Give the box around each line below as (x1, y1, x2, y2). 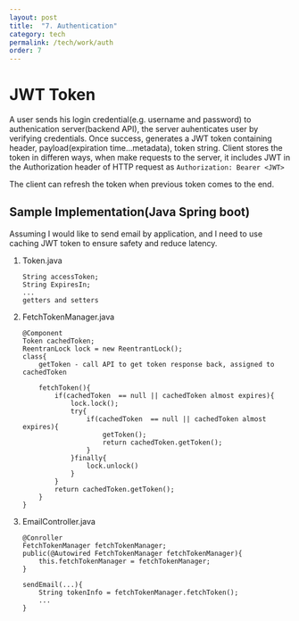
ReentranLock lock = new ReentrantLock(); (21, 344, 183, 353)
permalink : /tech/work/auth (9, 37, 114, 47)
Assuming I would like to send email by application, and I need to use (9, 228, 263, 239)
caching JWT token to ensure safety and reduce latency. (9, 237, 218, 248)
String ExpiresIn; (21, 280, 91, 289)
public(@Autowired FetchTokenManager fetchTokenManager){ (21, 549, 243, 558)
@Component (21, 328, 63, 337)
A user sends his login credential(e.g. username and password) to (9, 114, 252, 125)
